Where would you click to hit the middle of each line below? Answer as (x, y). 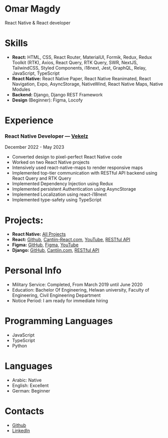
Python (19, 346)
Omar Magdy (33, 9)
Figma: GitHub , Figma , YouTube (45, 245)
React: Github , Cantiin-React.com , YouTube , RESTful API (71, 240)
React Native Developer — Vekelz (47, 136)
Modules (21, 89)
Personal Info (33, 271)
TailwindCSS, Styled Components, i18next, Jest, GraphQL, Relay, (79, 68)
